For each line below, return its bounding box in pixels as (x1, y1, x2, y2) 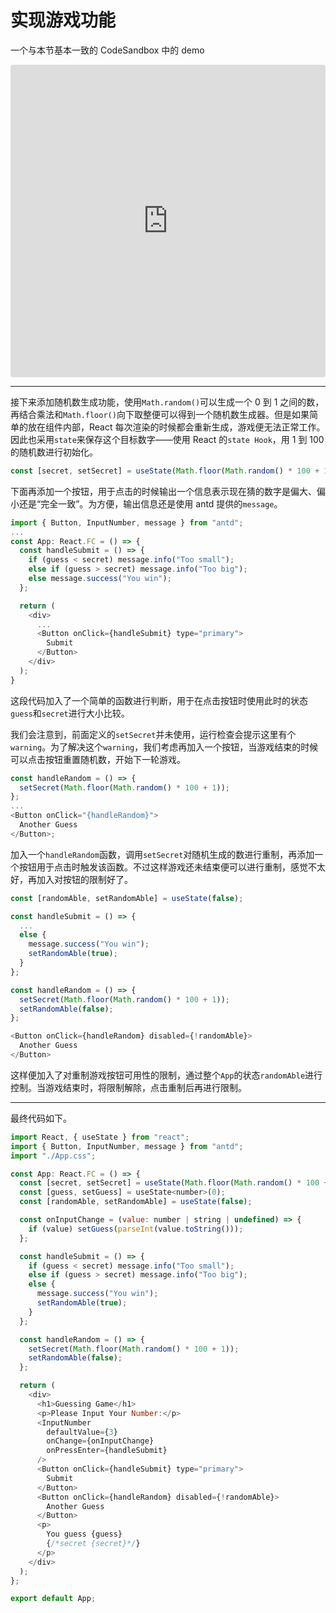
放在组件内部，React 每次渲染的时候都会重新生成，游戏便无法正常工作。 (27, 421, 326, 433)
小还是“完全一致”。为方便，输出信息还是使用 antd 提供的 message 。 (10, 497, 283, 510)
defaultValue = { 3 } (46, 1427, 118, 1437)
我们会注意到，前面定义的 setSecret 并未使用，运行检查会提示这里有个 (10, 728, 297, 740)
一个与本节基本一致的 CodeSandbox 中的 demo (10, 44, 205, 56)
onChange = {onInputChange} (46, 1436, 155, 1446)
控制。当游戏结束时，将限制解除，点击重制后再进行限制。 (10, 1081, 247, 1093)
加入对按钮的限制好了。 (36, 873, 133, 885)
